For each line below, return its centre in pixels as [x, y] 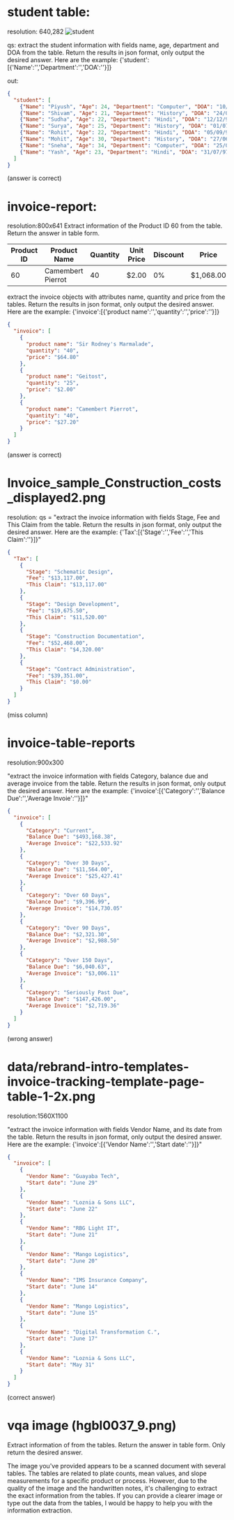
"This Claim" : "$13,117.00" [67, 585]
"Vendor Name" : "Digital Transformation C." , [93, 1332]
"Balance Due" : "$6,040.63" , [68, 967]
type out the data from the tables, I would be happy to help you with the [110, 1503]
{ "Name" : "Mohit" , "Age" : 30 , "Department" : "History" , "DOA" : [114, 139]
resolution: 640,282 [36, 31]
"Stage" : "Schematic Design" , [69, 572]
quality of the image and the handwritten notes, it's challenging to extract [112, 1488]
